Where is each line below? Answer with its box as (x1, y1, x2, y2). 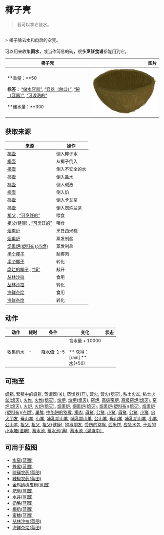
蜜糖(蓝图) (12, 512, 33, 518)
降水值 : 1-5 (41, 349, 65, 355)
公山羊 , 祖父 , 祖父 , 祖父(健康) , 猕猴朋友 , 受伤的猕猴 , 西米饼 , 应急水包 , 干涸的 (5, 421, 156, 428)
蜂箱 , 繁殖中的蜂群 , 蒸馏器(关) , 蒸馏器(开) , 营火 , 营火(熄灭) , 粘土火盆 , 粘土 (5, 391, 151, 397)
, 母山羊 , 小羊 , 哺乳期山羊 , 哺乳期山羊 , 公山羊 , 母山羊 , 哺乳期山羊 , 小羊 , (18, 415, 159, 421)
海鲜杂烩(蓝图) (12, 524, 41, 530)
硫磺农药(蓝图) (12, 470, 41, 475)
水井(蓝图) (12, 494, 33, 500)
